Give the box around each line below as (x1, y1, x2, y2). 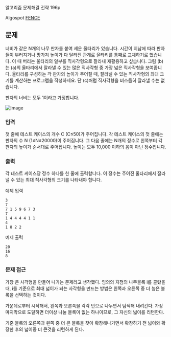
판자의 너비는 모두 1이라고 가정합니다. (5, 94, 80, 101)
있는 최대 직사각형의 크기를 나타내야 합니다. (16, 177, 102, 183)
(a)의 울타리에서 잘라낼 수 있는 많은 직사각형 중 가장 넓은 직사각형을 (10, 64, 144, 71)
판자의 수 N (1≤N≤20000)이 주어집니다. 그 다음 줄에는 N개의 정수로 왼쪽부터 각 (5, 138, 163, 144)
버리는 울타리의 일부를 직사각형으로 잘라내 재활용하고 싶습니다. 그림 (22, 58, 157, 64)
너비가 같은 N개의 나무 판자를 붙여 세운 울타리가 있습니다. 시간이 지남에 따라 (5, 45, 156, 51)
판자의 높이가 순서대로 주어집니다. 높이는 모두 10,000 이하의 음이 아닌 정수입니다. (5, 144, 166, 150)
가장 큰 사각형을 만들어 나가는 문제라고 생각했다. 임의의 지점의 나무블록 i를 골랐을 (5, 279, 166, 285)
